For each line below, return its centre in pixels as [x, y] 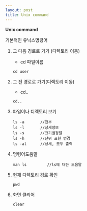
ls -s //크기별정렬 [37, 133]
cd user [21, 71]
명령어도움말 [25, 154]
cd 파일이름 [32, 61]
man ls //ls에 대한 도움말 [47, 164]
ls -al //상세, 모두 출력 [42, 144]
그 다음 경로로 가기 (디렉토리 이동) [46, 51]
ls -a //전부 [32, 122]
